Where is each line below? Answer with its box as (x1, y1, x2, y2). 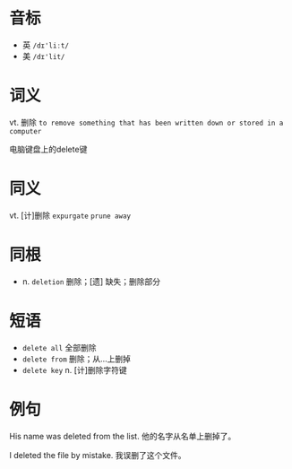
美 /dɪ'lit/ (21, 50, 65, 61)
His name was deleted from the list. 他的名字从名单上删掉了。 (9, 430, 236, 441)
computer (9, 126, 42, 135)
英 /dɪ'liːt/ (21, 39, 70, 50)
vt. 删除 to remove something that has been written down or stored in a (9, 117, 284, 127)
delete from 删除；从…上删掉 (21, 353, 132, 364)
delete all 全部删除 (21, 342, 97, 352)
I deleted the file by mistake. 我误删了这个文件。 (9, 449, 186, 460)
